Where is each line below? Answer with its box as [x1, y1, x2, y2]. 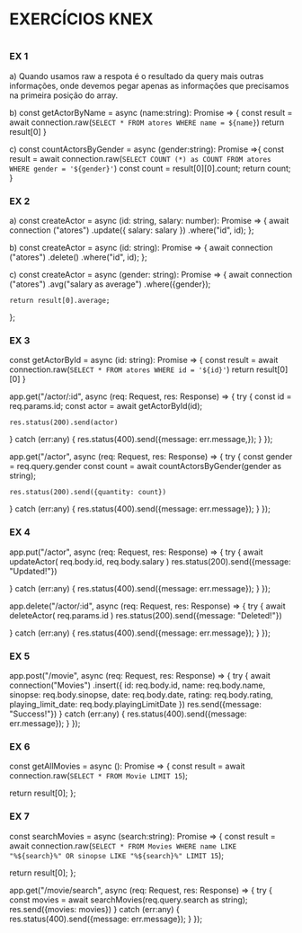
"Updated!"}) [9, 565, 58, 576]
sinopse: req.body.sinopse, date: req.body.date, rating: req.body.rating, [9, 689, 274, 700]
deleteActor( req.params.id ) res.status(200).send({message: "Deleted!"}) [9, 609, 282, 620]
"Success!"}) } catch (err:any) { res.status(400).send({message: [9, 708, 247, 719]
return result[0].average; [9, 297, 111, 306]
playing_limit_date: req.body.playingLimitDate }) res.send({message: [9, 698, 262, 709]
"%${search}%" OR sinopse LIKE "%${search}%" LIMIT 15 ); [9, 849, 225, 860]
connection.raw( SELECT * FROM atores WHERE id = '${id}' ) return [9, 364, 254, 375]
